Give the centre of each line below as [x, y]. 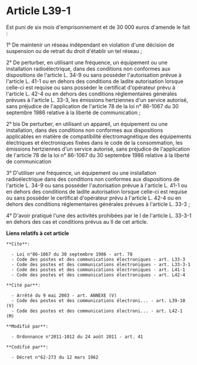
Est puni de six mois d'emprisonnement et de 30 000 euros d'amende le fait [98, 27]
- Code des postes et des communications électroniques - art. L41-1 [98, 270]
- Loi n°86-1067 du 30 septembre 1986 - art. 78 [72, 254]
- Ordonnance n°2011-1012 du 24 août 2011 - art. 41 [77, 337]
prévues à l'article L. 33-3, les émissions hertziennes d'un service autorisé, [97, 100]
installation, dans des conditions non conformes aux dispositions [85, 130]
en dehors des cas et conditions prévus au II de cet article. [77, 221]
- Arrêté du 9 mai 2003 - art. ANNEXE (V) [64, 296]
